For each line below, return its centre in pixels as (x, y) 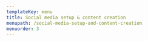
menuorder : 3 (23, 29)
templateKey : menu (29, 12)
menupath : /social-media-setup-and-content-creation (74, 23)
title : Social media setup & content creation (66, 17)
